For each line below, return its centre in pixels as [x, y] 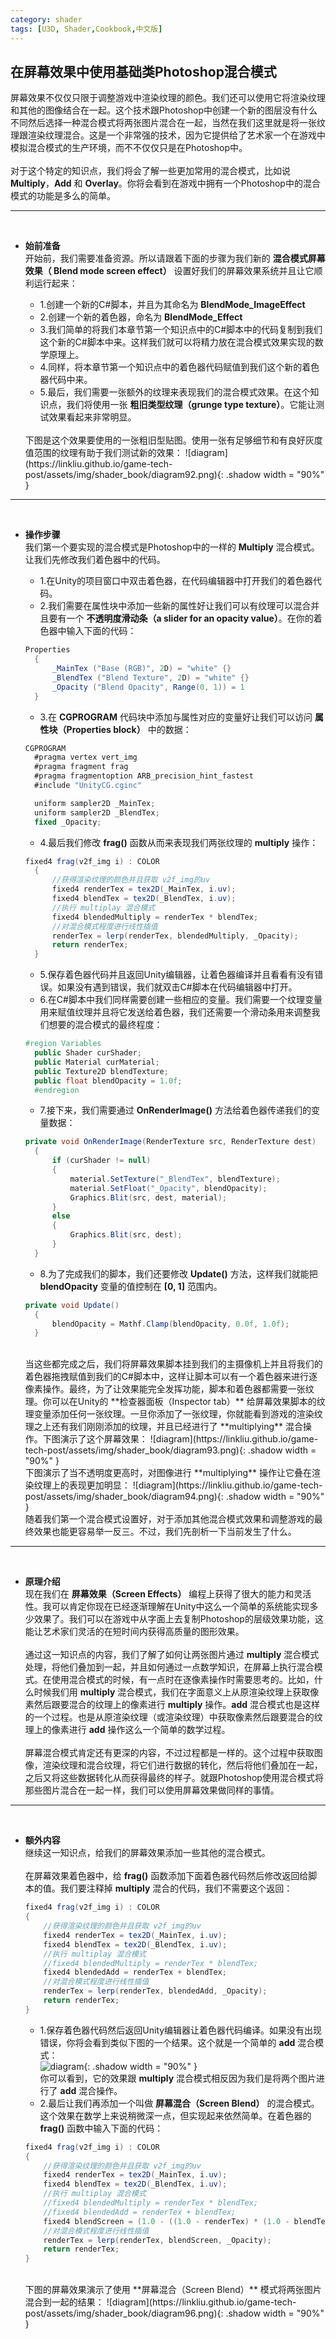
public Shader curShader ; [88, 1053]
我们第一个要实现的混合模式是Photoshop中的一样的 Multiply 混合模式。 [172, 547]
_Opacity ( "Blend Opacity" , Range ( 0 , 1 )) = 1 [148, 687]
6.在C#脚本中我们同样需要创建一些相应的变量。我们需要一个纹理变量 [181, 1000]
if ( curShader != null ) [101, 1161]
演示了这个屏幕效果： [103, 1439]
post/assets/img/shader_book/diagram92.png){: [124, 475]
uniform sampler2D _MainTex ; [95, 803]
